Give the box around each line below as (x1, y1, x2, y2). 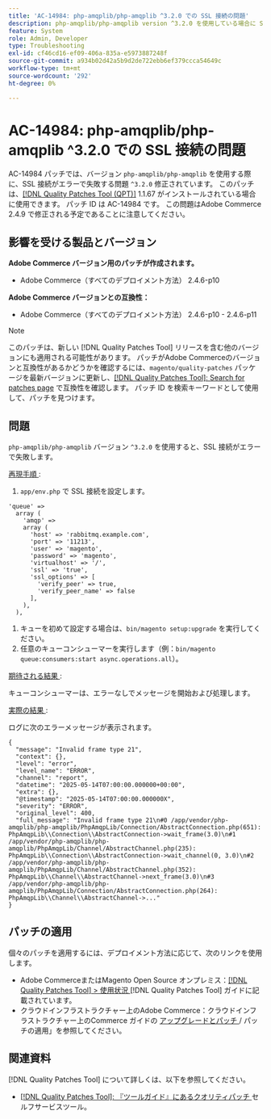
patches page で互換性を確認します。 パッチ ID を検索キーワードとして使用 (8, 383, 259, 392)
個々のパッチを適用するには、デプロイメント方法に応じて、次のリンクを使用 (8, 948, 263, 958)
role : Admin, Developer (8, 34, 89, 43)
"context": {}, (15, 752, 67, 761)
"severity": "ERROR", (15, 803, 89, 811)
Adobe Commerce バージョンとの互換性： (8, 292, 150, 303)
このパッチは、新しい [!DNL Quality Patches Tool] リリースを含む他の (8, 342, 239, 352)
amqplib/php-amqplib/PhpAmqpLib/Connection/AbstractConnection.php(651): (8, 824, 262, 832)
